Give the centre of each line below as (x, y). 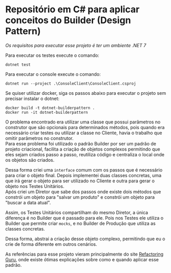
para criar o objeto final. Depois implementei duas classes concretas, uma (83, 175)
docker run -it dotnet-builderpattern (47, 112)
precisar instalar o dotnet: (33, 98)
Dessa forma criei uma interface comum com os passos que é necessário (84, 170)
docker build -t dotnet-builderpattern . (50, 108)
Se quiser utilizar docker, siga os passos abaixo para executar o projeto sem (86, 93)
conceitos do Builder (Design (68, 20)
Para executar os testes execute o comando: (52, 55)
